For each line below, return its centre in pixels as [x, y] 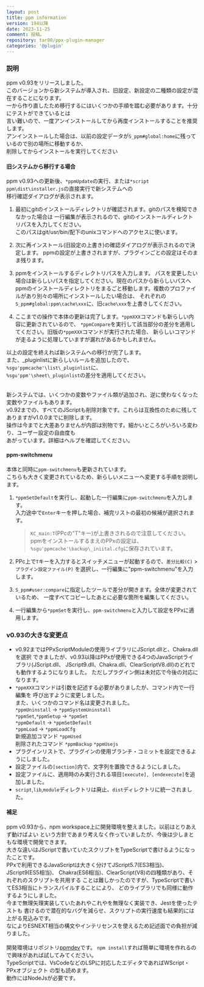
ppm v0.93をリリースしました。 [47, 83]
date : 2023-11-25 [28, 29]
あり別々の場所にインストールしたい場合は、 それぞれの [96, 296]
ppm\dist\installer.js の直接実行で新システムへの [69, 189]
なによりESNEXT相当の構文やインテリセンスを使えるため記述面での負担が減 [102, 926]
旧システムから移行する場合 [41, 166]
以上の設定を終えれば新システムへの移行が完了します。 [76, 352]
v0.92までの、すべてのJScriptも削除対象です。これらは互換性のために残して [102, 410]
